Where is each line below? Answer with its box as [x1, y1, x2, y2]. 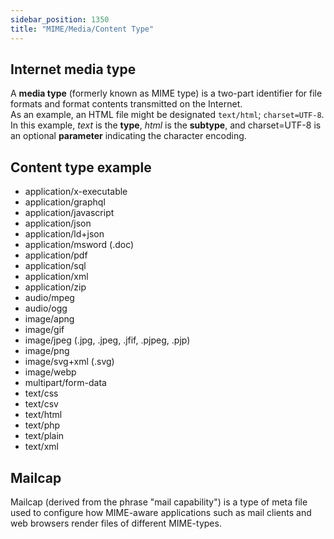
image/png [24, 345, 70, 357]
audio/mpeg [24, 292, 75, 304]
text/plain [24, 430, 65, 442]
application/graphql [24, 196, 106, 208]
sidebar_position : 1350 [10, 14, 110, 25]
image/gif [24, 324, 65, 336]
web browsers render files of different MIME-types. [10, 517, 222, 529]
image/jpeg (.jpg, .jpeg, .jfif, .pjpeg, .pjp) [24, 334, 191, 346]
